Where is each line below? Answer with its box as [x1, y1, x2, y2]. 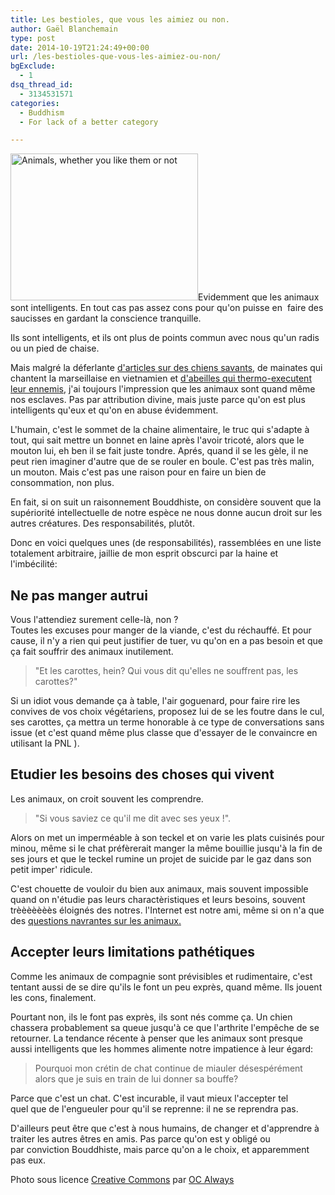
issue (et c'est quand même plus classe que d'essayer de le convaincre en [10, 727, 318, 739]
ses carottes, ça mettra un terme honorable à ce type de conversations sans [10, 716, 325, 728]
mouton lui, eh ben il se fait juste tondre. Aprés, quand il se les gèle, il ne [10, 445, 309, 457]
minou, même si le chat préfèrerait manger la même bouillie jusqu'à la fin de [10, 842, 323, 854]
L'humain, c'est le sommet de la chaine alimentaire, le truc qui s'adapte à [10, 424, 310, 436]
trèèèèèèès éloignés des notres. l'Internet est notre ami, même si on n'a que [10, 904, 325, 916]
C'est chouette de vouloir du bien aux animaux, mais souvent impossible [10, 882, 309, 895]
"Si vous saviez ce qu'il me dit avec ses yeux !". [34, 812, 232, 824]
